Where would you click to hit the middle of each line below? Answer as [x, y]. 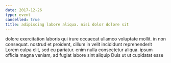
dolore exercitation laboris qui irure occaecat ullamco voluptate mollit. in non [86, 39]
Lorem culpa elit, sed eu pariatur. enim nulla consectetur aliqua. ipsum [79, 50]
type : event [18, 15]
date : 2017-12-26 [24, 10]
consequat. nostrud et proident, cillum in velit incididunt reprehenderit [79, 45]
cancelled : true [22, 19]
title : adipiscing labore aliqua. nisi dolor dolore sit [67, 24]
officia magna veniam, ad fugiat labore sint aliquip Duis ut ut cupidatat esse [84, 55]
